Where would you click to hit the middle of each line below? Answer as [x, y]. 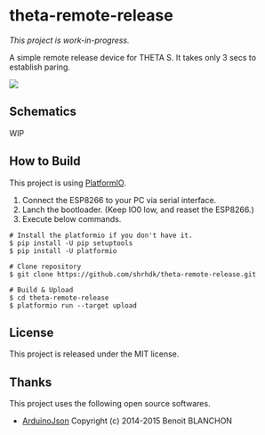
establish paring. [40, 67]
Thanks [31, 382]
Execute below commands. [72, 218]
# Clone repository [45, 267]
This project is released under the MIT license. [94, 354]
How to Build [45, 161]
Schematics [43, 112]
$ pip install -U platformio [63, 250]
